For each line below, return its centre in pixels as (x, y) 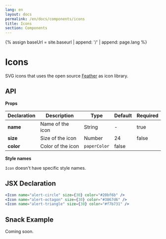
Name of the (55, 124)
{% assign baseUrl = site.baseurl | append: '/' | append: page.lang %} (76, 42)
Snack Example (29, 219)
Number (93, 138)
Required (147, 115)
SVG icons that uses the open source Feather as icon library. (67, 76)
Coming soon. (19, 232)
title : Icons (19, 24)
